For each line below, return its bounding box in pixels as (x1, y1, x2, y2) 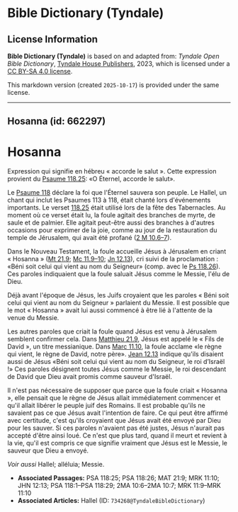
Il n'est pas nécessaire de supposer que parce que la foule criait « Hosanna (7, 386, 228, 394)
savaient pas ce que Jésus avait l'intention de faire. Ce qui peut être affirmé (7, 409, 229, 417)
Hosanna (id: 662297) (7, 115, 106, 127)
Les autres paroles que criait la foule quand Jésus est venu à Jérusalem (7, 327, 217, 336)
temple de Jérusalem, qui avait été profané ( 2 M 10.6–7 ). (7, 234, 172, 242)
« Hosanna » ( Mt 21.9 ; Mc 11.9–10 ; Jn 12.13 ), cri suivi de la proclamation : (7, 255, 218, 263)
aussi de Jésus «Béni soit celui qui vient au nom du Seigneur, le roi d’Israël (7, 358, 225, 366)
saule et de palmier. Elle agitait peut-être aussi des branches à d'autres (7, 218, 215, 227)
